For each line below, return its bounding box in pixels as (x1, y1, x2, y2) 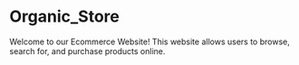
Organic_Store (9, 6, 120, 27)
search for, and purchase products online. (9, 45, 166, 56)
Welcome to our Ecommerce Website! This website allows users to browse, (9, 36, 290, 47)
